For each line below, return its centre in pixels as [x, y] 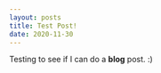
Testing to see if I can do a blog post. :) [81, 60]
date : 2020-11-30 [41, 34]
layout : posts [36, 17]
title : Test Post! [43, 26]
